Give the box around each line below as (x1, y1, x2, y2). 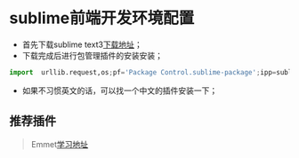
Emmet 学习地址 (30, 138, 89, 149)
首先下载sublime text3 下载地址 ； (21, 39, 142, 50)
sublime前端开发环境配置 (9, 8, 195, 28)
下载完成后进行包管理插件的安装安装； (21, 50, 163, 60)
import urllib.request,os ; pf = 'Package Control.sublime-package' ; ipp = (9, 67, 277, 76)
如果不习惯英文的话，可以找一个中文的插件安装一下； (21, 85, 218, 96)
